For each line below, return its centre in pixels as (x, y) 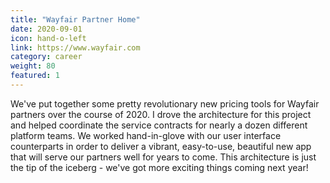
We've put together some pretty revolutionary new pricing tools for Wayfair (165, 103)
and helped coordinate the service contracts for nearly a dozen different (159, 125)
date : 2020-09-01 (46, 29)
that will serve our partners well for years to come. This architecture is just (163, 157)
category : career (46, 57)
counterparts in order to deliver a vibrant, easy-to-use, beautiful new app (161, 146)
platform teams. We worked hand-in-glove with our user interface (146, 135)
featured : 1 (35, 76)
